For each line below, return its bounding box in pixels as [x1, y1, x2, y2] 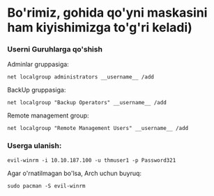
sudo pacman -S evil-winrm [7, 182, 86, 189]
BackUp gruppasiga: [7, 85, 66, 95]
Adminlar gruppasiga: [7, 60, 70, 69]
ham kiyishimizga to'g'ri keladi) [7, 19, 193, 35]
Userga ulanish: [7, 141, 62, 151]
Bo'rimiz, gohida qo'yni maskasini [7, 5, 208, 21]
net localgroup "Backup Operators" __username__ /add [7, 99, 167, 106]
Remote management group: [7, 111, 89, 120]
